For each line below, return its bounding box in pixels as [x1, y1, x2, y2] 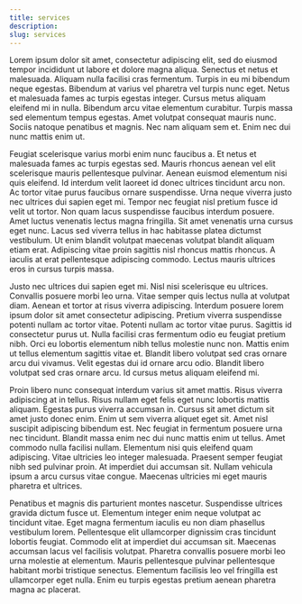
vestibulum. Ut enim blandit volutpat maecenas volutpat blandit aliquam [9, 235, 275, 246]
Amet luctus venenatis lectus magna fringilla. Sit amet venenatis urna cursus [9, 215, 294, 226]
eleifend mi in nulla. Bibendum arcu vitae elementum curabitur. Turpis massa [9, 103, 293, 114]
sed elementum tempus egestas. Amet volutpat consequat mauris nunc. [9, 112, 277, 123]
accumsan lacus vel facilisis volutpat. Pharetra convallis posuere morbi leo [9, 546, 286, 557]
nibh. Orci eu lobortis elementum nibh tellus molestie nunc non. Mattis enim [9, 339, 290, 350]
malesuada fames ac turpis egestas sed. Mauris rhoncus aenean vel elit [9, 159, 277, 169]
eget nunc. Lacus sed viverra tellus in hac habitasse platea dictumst [9, 225, 261, 236]
